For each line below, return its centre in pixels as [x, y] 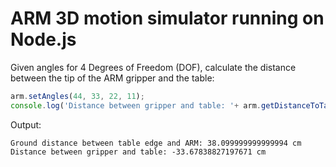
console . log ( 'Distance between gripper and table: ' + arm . [136, 105]
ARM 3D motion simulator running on [167, 18]
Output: [26, 124]
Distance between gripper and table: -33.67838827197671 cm [138, 152]
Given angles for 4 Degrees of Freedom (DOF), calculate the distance [153, 67]
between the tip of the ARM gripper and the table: [112, 78]
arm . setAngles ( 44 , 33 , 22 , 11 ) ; [77, 96]
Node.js [43, 39]
